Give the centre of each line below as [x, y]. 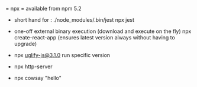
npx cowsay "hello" [38, 78]
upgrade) [25, 44]
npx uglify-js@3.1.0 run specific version [62, 55]
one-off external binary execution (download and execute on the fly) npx [103, 31]
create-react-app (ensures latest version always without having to [94, 37]
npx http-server [33, 66]
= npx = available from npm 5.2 [43, 9]
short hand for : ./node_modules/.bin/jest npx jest [74, 20]
